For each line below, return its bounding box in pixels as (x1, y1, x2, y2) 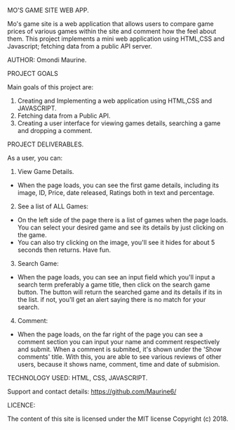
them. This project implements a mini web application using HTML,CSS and (7, 34, 225, 43)
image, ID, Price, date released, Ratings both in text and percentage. (17, 189, 215, 196)
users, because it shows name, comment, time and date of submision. (17, 360, 220, 368)
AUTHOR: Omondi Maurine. (7, 56, 87, 64)
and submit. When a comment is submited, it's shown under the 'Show (17, 345, 222, 353)
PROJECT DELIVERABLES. (7, 140, 84, 148)
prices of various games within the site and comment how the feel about (7, 27, 217, 35)
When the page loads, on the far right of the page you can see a (17, 330, 203, 339)
